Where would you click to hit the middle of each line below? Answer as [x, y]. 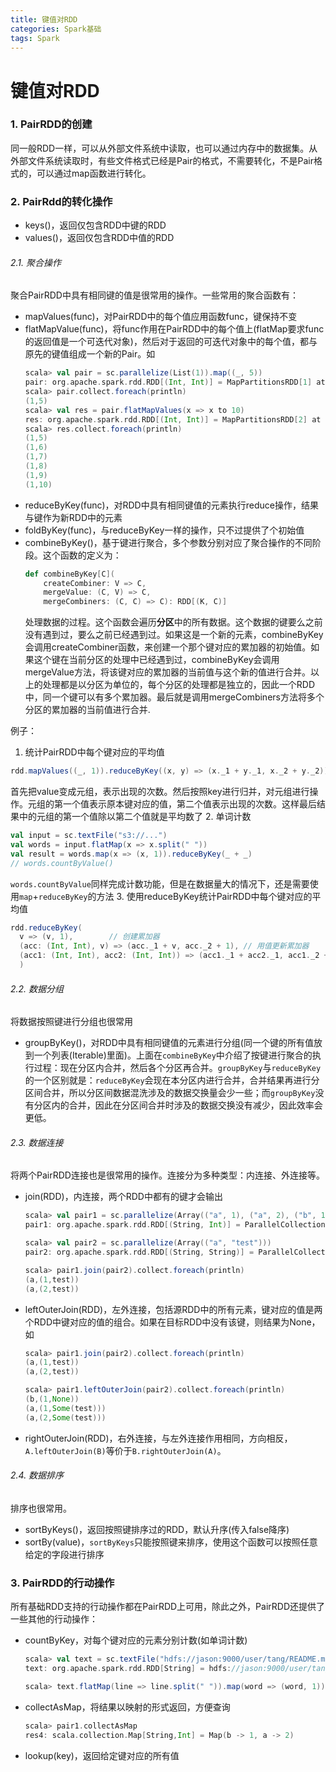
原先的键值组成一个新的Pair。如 [90, 354]
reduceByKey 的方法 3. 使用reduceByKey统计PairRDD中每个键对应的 [175, 896]
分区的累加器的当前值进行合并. [87, 710]
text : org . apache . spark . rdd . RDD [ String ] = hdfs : [128, 1669]
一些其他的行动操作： [54, 1619]
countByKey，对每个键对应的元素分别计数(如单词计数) [136, 1640]
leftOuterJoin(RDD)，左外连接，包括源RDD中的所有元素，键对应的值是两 [173, 1309]
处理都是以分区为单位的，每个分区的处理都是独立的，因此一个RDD [179, 685]
